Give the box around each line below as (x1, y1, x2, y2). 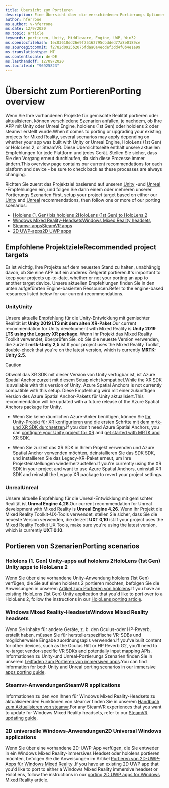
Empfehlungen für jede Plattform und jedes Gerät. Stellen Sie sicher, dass (5, 150, 157, 156)
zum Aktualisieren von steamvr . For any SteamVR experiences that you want (5, 704, 162, 710)
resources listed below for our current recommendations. (5, 290, 124, 297)
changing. (5, 172, 26, 178)
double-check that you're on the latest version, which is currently (5, 347, 141, 353)
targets (5, 251, 29, 259)
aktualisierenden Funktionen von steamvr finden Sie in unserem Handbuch (5, 698, 160, 704)
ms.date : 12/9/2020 (5, 26, 46, 31)
